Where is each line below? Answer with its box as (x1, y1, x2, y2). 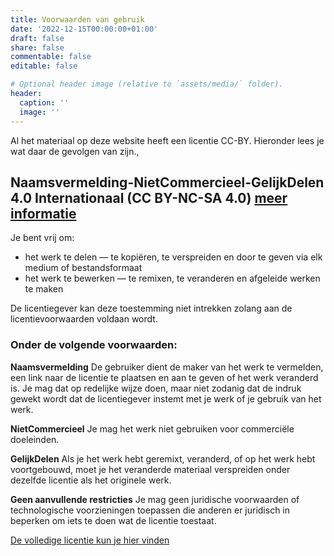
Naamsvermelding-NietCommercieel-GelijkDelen (10, 174, 325, 191)
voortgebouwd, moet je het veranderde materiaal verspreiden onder (10, 463, 291, 475)
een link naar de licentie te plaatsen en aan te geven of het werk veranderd (10, 371, 319, 383)
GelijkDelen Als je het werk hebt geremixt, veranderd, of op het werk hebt (10, 452, 316, 465)
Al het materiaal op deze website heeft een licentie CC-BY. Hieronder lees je (10, 134, 325, 146)
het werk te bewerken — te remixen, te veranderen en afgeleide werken (24, 272, 321, 285)
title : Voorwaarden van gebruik (10, 14, 145, 25)
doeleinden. (10, 433, 60, 445)
